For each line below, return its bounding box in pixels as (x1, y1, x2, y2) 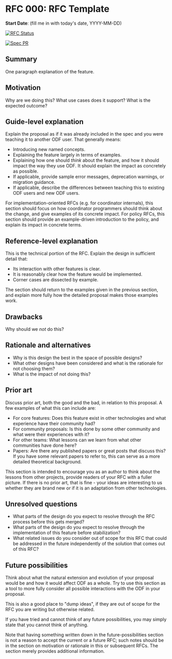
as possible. (12, 168, 39, 175)
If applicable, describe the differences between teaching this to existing (12, 184, 165, 191)
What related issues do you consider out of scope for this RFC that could (12, 535, 167, 541)
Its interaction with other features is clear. (12, 266, 101, 272)
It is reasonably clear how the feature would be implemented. (12, 271, 143, 277)
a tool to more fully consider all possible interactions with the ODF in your (5, 586, 161, 592)
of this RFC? (12, 546, 39, 552)
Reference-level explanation (5, 237, 98, 246)
